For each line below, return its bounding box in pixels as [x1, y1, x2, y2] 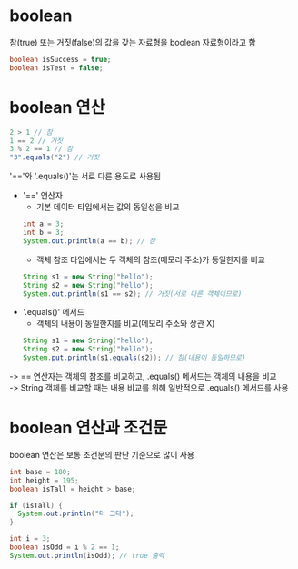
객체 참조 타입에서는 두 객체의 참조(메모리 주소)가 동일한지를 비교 [35, 254, 265, 265]
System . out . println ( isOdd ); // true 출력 [9, 551, 165, 560]
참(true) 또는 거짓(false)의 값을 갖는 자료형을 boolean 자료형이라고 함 [9, 36, 256, 47]
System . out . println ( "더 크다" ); [17, 509, 134, 519]
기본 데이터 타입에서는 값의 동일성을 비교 [35, 201, 180, 212]
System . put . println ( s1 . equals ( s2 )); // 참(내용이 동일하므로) [22, 353, 246, 362]
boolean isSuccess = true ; [9, 55, 112, 64]
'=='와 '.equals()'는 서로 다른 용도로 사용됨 [9, 170, 162, 182]
